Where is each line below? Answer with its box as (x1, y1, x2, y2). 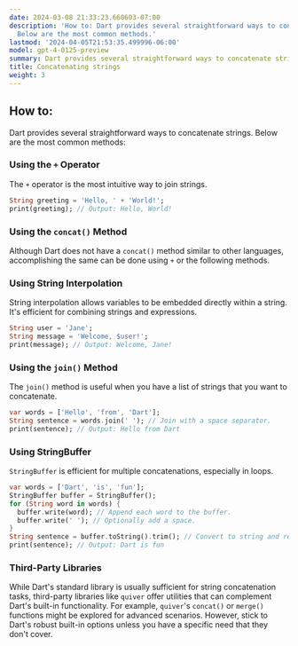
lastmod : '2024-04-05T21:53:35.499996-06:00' (9, 37, 180, 47)
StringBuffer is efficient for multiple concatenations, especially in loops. (9, 466, 274, 477)
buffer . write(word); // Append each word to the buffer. (17, 508, 232, 516)
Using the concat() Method (9, 225, 128, 238)
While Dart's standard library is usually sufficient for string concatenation (9, 582, 277, 593)
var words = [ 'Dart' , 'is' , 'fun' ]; (9, 483, 145, 492)
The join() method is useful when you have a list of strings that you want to (9, 382, 288, 392)
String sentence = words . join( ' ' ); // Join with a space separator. (9, 416, 272, 425)
